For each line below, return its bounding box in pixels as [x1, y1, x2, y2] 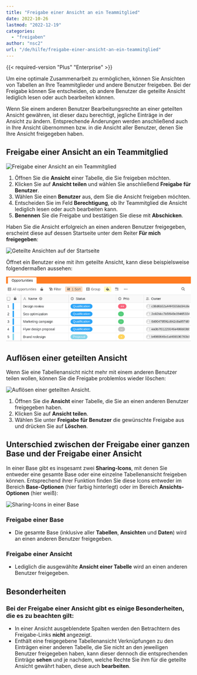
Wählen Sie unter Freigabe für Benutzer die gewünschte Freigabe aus [14, 416, 185, 423]
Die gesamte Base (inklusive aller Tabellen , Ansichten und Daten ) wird [14, 529, 187, 536]
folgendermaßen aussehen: [6, 265, 73, 272]
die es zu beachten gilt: [6, 611, 74, 620]
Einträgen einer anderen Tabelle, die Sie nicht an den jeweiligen [14, 644, 168, 651]
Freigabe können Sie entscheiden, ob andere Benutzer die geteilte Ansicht [6, 87, 186, 94]
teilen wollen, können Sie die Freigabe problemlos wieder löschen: [6, 374, 166, 382]
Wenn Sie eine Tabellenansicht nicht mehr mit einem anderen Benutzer [6, 368, 178, 375]
